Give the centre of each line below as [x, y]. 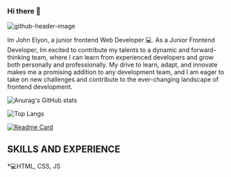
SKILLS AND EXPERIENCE [64, 149]
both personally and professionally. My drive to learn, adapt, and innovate [112, 65]
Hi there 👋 [24, 11]
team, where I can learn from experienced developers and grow [122, 58]
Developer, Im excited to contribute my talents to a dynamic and [98, 50]
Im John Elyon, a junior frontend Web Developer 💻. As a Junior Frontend [111, 40]
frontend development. [40, 87]
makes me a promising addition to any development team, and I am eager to [115, 72]
